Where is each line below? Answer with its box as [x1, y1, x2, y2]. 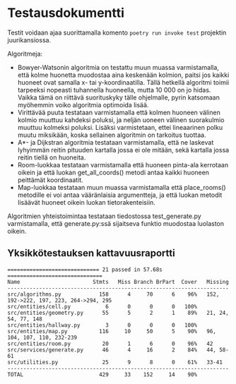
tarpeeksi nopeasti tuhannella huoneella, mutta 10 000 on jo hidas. [17, 85, 211, 94]
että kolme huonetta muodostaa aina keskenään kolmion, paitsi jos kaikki [17, 71, 230, 79]
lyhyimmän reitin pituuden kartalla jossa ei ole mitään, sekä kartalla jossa [17, 145, 230, 154]
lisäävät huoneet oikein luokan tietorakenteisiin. [17, 198, 155, 206]
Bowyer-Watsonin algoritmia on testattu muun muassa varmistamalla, [17, 63, 219, 71]
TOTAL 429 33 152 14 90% [7, 371, 198, 378]
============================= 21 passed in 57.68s [7, 266, 163, 273]
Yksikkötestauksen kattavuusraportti [7, 247, 175, 259]
